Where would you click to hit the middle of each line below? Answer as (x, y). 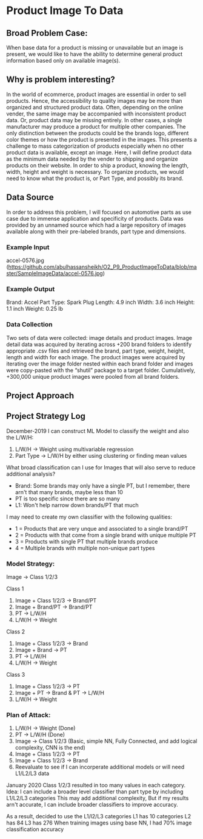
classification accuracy (35, 829)
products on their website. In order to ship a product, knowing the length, (98, 165)
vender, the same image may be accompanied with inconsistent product (96, 114)
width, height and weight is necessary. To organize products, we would (95, 171)
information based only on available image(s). (63, 60)
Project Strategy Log (46, 416)
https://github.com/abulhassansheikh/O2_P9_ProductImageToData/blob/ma (102, 267)
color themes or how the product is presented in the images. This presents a (101, 139)
